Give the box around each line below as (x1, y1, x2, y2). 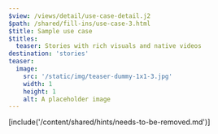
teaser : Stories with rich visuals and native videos (15, 42, 202, 50)
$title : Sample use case (8, 27, 93, 35)
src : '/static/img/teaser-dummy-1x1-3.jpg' (23, 72, 173, 80)
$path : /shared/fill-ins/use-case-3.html (8, 19, 151, 28)
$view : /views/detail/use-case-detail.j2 (8, 11, 151, 20)
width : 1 (23, 80, 53, 88)
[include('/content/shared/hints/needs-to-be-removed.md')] (8, 117, 211, 127)
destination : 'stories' (8, 50, 89, 58)
